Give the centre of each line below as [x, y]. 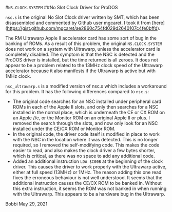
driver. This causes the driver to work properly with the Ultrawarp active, [90, 167]
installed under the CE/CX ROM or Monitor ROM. [64, 129]
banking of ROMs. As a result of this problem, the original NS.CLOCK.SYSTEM [84, 44]
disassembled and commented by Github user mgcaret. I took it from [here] [85, 23]
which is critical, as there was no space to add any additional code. [84, 156]
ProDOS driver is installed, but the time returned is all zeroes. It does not [82, 60]
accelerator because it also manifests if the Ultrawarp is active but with [80, 71]
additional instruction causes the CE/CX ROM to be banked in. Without [87, 183]
